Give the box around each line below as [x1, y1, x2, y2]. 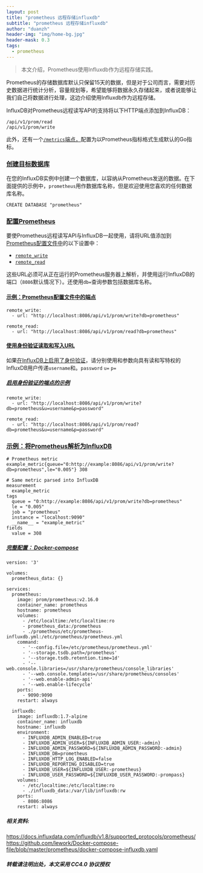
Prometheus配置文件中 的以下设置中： [6, 240, 100, 247]
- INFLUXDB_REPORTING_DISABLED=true [22, 761, 115, 767]
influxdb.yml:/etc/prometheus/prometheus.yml [6, 633, 123, 640]
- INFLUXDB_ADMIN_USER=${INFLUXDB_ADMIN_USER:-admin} [22, 740, 161, 746]
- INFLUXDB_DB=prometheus [22, 750, 88, 757]
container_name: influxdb [17, 718, 83, 725]
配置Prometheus [6, 217, 56, 225]
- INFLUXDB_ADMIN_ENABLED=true [22, 735, 101, 741]
